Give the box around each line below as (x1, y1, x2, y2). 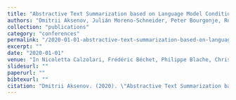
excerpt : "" (7, 43, 42, 50)
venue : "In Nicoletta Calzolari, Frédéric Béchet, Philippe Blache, (7, 56, 212, 63)
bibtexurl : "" (7, 75, 49, 83)
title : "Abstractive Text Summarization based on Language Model (7, 10, 202, 18)
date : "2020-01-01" (7, 50, 65, 57)
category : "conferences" (7, 30, 80, 37)
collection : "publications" (7, 23, 90, 30)
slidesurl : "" (7, 63, 49, 70)
